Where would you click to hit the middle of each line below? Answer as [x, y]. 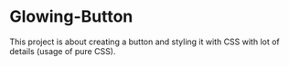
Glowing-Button [71, 17]
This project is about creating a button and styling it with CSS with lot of [145, 42]
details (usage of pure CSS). [63, 51]
